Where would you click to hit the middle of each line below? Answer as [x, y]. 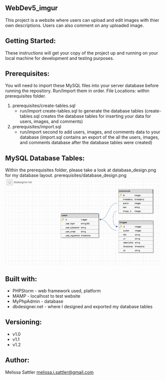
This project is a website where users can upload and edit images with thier [82, 20]
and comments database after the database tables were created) [86, 143]
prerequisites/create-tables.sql [44, 106]
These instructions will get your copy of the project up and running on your [82, 53]
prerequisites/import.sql [37, 127]
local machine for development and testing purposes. [60, 58]
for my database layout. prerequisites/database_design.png [66, 175]
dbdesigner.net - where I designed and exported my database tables [82, 306]
